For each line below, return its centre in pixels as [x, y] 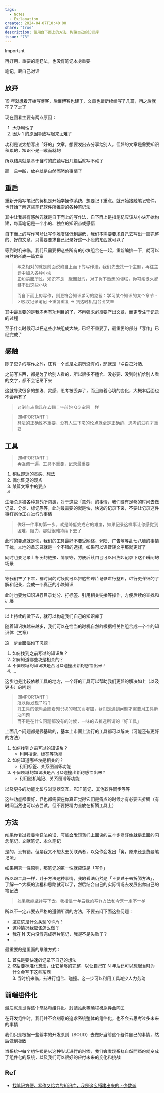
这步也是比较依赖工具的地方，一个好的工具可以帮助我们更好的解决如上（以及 [82, 681]
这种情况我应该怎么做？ [36, 928]
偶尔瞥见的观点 [27, 480]
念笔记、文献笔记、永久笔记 [33, 841]
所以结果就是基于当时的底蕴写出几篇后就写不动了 [54, 161]
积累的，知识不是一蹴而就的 [33, 150]
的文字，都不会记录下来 [29, 380]
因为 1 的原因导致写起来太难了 [42, 134]
